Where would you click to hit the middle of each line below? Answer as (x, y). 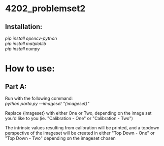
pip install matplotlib (26, 44)
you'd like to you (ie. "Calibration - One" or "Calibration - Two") (69, 118)
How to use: (30, 69)
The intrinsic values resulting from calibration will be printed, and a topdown (82, 128)
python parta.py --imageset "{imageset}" (47, 104)
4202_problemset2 (45, 9)
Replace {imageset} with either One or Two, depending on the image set (78, 113)
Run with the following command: (39, 98)
